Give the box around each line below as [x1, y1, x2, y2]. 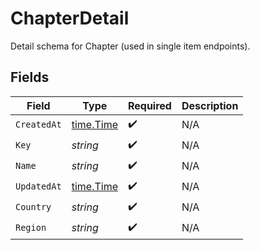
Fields [10, 69, 50, 86]
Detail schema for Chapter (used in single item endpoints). [10, 40, 251, 52]
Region [15, 222, 47, 234]
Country [15, 202, 52, 213]
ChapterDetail [10, 7, 130, 30]
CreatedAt [15, 119, 62, 131]
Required [127, 98, 172, 112]
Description [181, 98, 239, 112]
